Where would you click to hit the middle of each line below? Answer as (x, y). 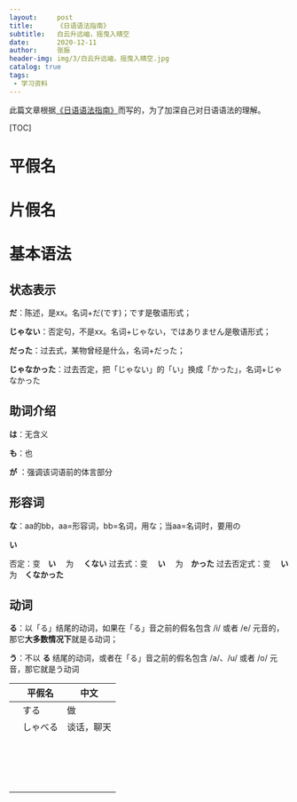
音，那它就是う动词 (44, 669)
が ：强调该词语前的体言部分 (61, 472)
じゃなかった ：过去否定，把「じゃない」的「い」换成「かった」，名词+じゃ (146, 369)
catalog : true (35, 67)
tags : (19, 75)
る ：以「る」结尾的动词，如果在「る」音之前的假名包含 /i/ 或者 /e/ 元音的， (147, 628)
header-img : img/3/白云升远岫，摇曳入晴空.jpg (90, 59)
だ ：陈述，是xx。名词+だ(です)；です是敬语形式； (101, 313)
